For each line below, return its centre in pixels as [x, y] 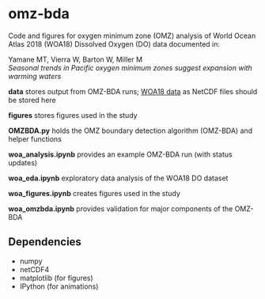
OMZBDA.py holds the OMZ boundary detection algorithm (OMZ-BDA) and [131, 131]
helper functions [35, 138]
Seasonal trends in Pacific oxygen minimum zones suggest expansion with [131, 67]
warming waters [35, 76]
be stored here [32, 100]
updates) [23, 162]
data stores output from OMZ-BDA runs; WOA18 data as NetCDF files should [133, 91]
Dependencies [45, 242]
